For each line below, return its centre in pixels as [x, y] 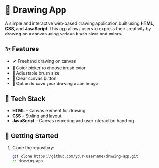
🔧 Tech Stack [25, 99]
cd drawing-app [27, 161]
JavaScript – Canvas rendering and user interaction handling [73, 120]
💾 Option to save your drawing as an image [55, 83]
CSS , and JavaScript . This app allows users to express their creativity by [78, 28]
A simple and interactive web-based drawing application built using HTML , [80, 23]
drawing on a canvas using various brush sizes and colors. [64, 34]
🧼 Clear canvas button [34, 78]
